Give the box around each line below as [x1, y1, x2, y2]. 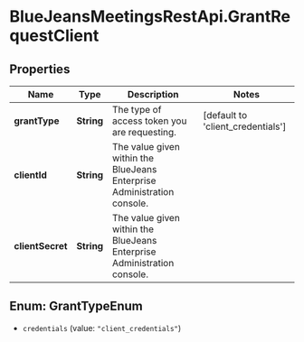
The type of [111, 104, 162, 116]
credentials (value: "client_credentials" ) [22, 322, 182, 333]
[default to [203, 109, 248, 121]
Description [127, 88, 179, 100]
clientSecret [14, 240, 68, 252]
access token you [111, 115, 187, 127]
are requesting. [111, 126, 176, 138]
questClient [9, 25, 100, 46]
